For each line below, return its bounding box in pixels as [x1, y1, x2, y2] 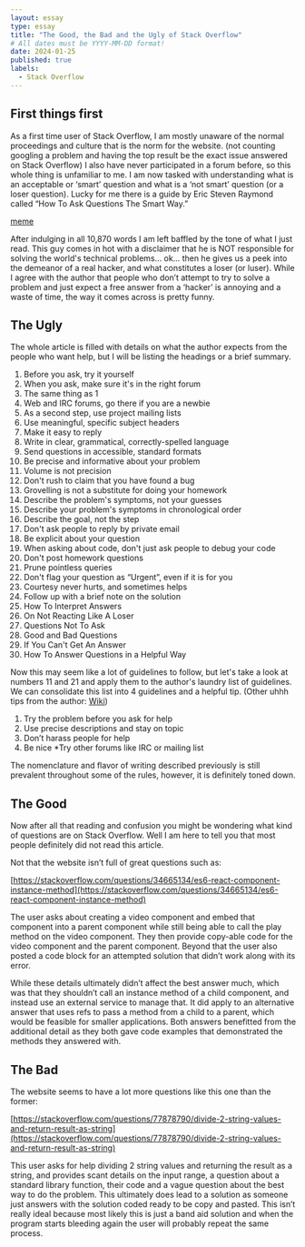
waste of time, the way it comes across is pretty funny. [10, 291, 215, 302]
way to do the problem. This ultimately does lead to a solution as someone [10, 1189, 289, 1200]
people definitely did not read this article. [10, 840, 164, 850]
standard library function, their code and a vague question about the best [10, 1180, 285, 1190]
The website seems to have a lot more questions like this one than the [10, 1086, 271, 1097]
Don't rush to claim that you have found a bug [23, 475, 195, 487]
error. [10, 960, 31, 971]
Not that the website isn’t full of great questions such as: [10, 857, 221, 869]
